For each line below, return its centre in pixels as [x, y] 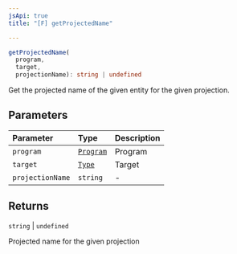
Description [137, 137]
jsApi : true [28, 16]
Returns [29, 206]
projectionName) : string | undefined [79, 75]
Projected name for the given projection [74, 241]
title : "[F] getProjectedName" [61, 23]
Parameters [38, 115]
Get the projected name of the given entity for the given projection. [119, 90]
